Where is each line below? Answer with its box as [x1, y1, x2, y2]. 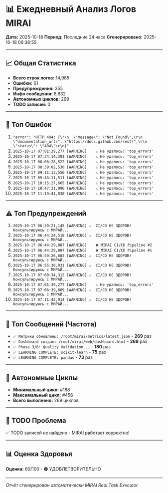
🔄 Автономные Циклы [5, 373, 78, 382]
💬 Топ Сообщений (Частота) [5, 320, 97, 328]
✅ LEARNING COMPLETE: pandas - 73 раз [12, 354, 93, 360]
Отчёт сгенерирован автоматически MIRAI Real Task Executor [5, 482, 138, 488]
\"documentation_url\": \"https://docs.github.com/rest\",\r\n [12, 139, 148, 144]
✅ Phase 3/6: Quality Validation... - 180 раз [12, 344, 111, 350]
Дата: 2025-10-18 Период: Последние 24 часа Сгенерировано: [5, 34, 143, 40]
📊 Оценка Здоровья [5, 450, 73, 459]
